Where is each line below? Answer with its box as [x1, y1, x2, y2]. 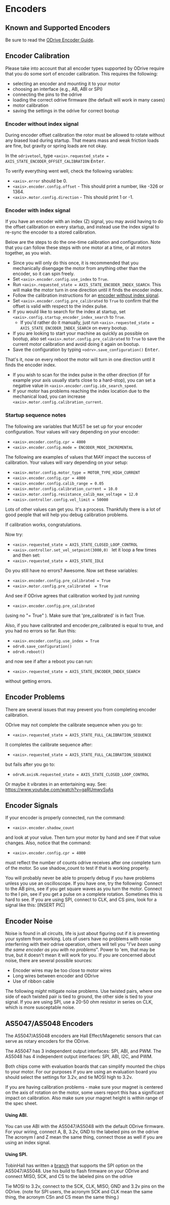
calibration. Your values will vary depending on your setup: [5, 459, 128, 465]
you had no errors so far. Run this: [5, 627, 77, 634]
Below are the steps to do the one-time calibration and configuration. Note [5, 239, 161, 245]
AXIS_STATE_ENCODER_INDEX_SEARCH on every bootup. [20, 325, 128, 331]
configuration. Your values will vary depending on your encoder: [5, 429, 140, 435]
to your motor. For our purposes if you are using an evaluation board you [5, 1068, 157, 1074]
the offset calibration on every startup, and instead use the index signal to [5, 224, 160, 230]
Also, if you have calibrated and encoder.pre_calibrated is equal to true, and [5, 622, 163, 628]
